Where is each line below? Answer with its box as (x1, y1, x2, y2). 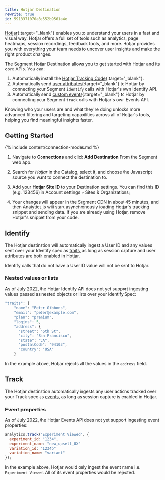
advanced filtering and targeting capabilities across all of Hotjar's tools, (5, 112, 151, 118)
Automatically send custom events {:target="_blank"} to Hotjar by (12, 91, 145, 97)
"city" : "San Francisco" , (18, 333, 72, 338)
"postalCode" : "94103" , (18, 343, 68, 347)
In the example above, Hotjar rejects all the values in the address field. (5, 360, 147, 366)
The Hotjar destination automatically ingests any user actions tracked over (5, 388, 157, 394)
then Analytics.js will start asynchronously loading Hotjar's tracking (12, 204, 150, 210)
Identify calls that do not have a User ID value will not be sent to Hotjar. (5, 263, 150, 268)
